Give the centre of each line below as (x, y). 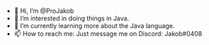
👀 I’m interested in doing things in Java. (72, 18)
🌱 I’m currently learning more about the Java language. (94, 26)
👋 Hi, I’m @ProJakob (44, 11)
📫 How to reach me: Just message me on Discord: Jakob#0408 (108, 34)
